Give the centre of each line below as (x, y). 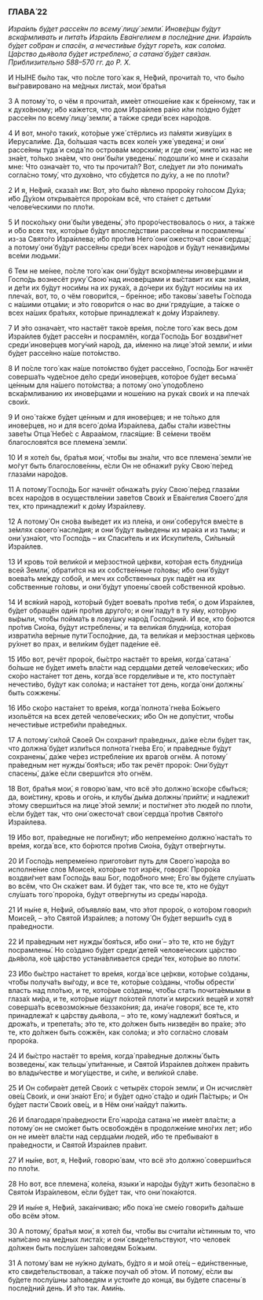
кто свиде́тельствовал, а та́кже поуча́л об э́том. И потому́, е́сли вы (121, 1272)
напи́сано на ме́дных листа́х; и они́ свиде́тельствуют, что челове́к (119, 1239)
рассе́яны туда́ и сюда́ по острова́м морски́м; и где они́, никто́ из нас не (130, 150)
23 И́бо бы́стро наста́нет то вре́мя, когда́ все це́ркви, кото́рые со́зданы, (129, 974)
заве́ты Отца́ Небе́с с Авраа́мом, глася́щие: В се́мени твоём (110, 434)
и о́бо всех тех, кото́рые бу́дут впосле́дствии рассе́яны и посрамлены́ (126, 231)
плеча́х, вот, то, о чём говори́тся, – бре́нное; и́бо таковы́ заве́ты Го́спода (130, 296)
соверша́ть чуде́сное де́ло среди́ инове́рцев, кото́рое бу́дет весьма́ (122, 377)
